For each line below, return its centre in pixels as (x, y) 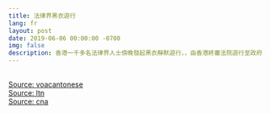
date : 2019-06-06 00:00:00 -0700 (65, 38)
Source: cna (28, 102)
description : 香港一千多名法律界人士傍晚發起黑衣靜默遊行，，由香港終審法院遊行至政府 (135, 53)
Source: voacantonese (46, 84)
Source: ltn (27, 93)
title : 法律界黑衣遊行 (42, 16)
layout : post (30, 31)
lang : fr (23, 23)
